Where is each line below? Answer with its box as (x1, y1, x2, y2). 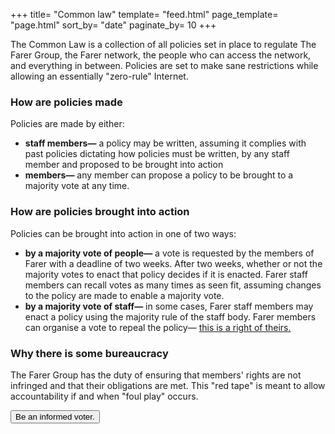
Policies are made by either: (10, 118, 125, 130)
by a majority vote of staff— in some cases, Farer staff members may (24, 300, 314, 312)
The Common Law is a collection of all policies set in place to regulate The (10, 39, 317, 50)
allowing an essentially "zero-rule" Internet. (10, 70, 189, 82)
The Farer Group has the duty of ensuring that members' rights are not (10, 369, 302, 381)
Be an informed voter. (15, 411, 95, 422)
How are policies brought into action (10, 205, 190, 219)
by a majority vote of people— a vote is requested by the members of (24, 247, 315, 259)
